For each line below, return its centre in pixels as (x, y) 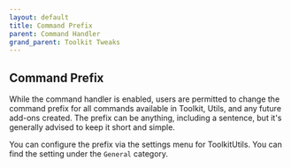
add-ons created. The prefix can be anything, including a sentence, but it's (145, 118)
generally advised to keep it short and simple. (92, 127)
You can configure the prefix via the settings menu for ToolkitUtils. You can (146, 145)
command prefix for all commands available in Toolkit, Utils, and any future (145, 109)
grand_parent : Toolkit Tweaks (65, 42)
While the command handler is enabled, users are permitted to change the (145, 99)
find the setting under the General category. (89, 154)
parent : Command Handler (55, 34)
